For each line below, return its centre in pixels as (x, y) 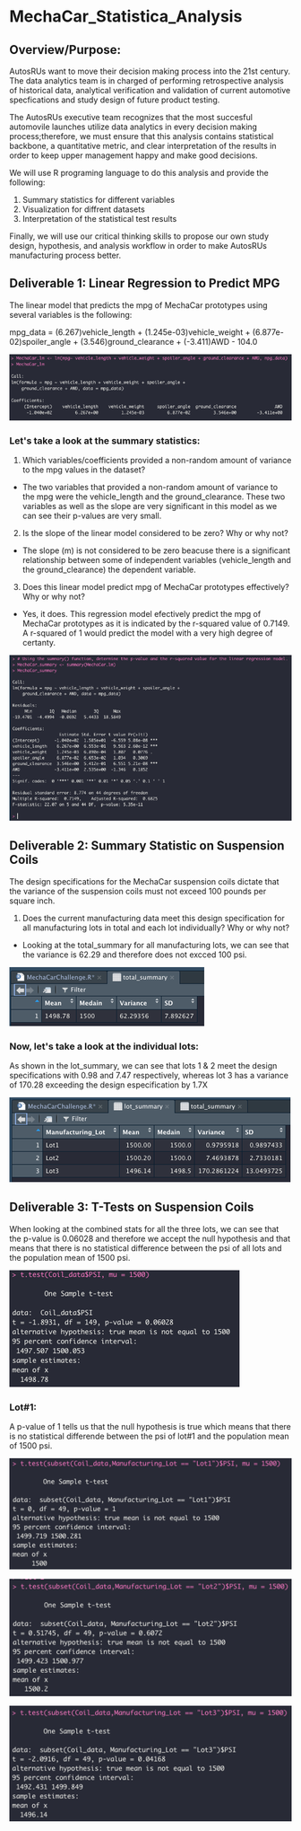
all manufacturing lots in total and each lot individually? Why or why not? (155, 928)
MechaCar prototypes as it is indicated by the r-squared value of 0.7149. (156, 624)
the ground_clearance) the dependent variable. (109, 570)
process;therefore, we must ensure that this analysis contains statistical (142, 136)
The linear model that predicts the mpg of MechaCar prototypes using (138, 305)
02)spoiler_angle (40, 341)
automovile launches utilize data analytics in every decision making (133, 127)
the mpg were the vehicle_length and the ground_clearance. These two (154, 497)
